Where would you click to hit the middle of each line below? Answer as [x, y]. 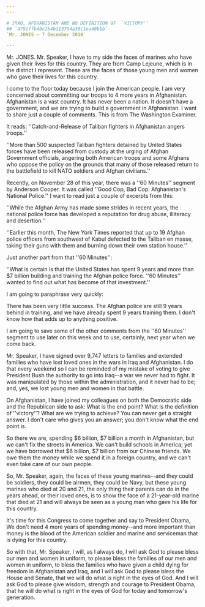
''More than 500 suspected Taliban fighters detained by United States [94, 145]
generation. [21, 597]
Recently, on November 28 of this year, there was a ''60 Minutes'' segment [101, 183]
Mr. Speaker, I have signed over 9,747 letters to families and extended [94, 356]
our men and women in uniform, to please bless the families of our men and [102, 559]
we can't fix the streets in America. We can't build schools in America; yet [99, 445]
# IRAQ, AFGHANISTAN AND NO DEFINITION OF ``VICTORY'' [78, 23]
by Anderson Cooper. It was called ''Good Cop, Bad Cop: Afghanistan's [96, 189]
